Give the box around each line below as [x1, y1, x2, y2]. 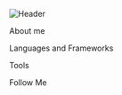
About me [9, 26, 45, 36]
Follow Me [9, 77, 47, 88]
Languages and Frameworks [9, 43, 114, 53]
